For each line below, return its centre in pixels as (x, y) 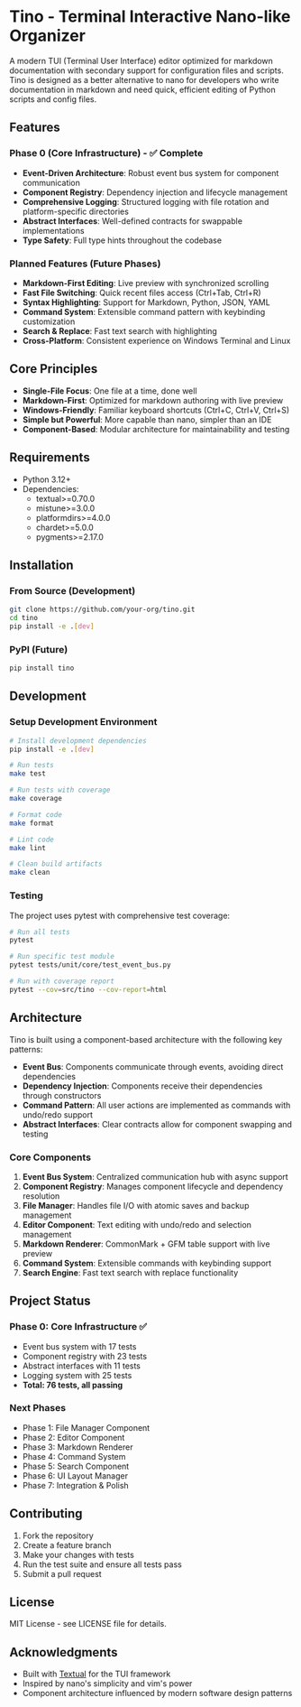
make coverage (36, 799)
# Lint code (32, 840)
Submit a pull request (62, 1573)
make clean (30, 873)
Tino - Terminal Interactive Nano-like (150, 17)
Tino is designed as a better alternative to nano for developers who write (144, 79)
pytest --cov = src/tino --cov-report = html (88, 989)
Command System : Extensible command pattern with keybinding (144, 311)
